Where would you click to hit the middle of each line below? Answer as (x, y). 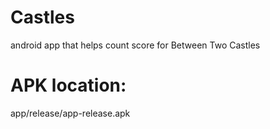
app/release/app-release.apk (70, 113)
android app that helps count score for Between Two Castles (135, 45)
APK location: (68, 85)
